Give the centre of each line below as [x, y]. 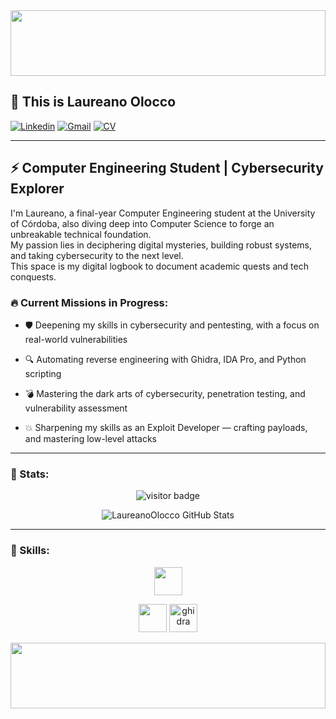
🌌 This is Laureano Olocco [93, 102]
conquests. [33, 276]
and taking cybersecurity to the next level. [97, 255]
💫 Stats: [30, 474]
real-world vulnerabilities [76, 339]
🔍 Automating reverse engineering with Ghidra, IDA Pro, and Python [165, 359]
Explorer [37, 189]
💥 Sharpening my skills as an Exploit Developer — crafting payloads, [166, 427]
